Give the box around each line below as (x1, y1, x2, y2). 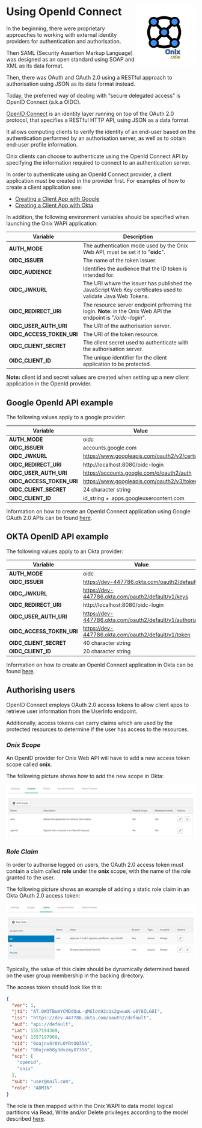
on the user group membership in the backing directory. (6, 972, 145, 979)
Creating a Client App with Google (14, 195, 100, 202)
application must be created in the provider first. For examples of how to (6, 177, 185, 184)
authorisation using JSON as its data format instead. (6, 80, 135, 87)
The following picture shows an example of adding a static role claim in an (6, 886, 190, 893)
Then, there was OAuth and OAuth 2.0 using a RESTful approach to (6, 74, 173, 81)
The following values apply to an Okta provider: (6, 548, 123, 555)
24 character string (83, 486, 131, 493)
